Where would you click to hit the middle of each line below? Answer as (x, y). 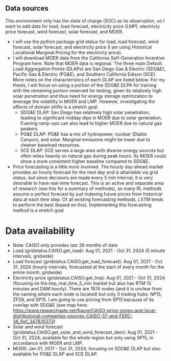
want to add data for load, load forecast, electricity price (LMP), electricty (83, 26)
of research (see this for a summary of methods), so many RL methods (87, 188)
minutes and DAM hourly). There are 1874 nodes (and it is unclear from (87, 288)
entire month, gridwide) (37, 272)
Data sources (27, 8)
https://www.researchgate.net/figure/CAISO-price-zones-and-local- (84, 310)
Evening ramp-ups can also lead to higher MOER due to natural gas (91, 123)
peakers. (30, 129)
